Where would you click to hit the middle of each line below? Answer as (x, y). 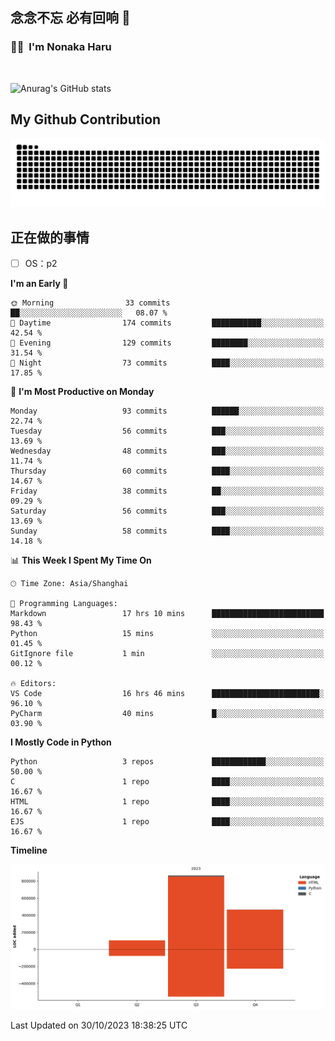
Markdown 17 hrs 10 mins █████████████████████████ (167, 614)
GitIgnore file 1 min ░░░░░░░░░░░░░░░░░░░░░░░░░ (167, 654)
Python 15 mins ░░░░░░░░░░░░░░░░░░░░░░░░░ (167, 634)
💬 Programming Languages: (64, 604)
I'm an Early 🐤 (39, 284)
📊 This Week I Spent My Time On (81, 560)
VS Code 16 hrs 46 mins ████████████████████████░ (167, 694)
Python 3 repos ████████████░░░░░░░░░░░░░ (167, 762)
